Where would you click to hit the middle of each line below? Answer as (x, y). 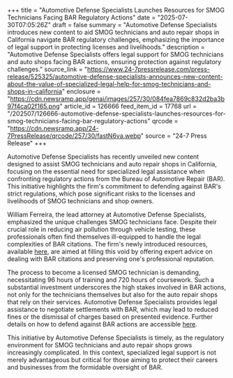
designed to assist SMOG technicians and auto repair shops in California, (112, 164)
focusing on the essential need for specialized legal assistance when (106, 171)
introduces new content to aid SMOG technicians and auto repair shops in (113, 32)
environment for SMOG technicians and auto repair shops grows (100, 345)
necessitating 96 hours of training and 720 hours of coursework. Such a (111, 280)
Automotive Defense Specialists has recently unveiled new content (103, 157)
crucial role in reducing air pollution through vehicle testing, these (102, 229)
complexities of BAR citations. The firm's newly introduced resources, (107, 244)
